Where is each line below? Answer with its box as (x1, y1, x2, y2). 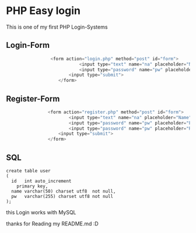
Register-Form (6, 93, 60, 103)
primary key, (16, 183, 48, 189)
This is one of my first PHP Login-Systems (6, 23, 108, 30)
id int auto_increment (11, 178, 72, 184)
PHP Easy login (6, 4, 80, 18)
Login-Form (6, 40, 50, 50)
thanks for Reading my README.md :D (6, 220, 99, 227)
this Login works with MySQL (6, 209, 77, 215)
